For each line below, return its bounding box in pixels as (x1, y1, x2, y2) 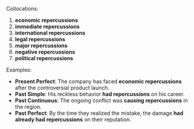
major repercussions (14, 42, 67, 49)
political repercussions (14, 55, 73, 62)
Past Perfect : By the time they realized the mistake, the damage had (14, 110, 184, 116)
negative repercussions (14, 48, 76, 56)
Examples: (6, 66, 32, 73)
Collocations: (6, 5, 39, 12)
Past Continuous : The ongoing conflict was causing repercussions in (14, 97, 188, 104)
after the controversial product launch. (14, 84, 110, 91)
